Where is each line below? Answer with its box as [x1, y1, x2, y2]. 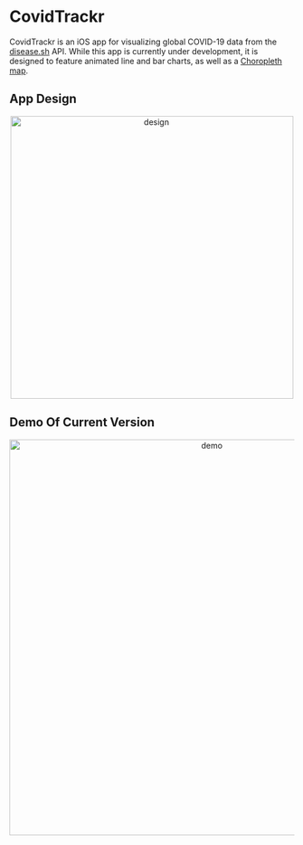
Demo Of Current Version [9, 414, 156, 431]
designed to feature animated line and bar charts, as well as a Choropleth [9, 55, 283, 66]
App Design [9, 91, 77, 107]
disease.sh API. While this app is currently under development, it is [9, 45, 259, 56]
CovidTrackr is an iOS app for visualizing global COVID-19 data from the [9, 36, 278, 47]
